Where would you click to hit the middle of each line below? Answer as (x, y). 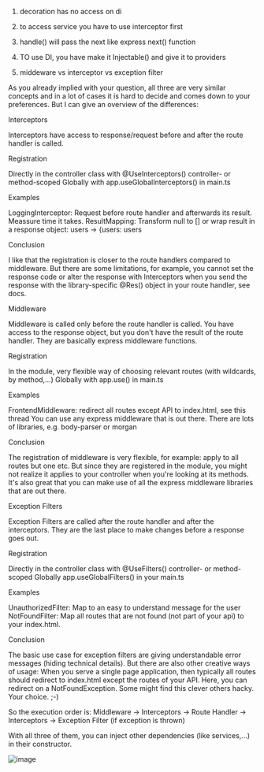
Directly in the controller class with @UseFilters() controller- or (110, 569)
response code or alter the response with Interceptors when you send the (128, 277)
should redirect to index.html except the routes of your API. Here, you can (128, 680)
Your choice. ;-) (33, 697)
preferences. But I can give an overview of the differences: (104, 104)
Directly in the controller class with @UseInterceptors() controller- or (119, 174)
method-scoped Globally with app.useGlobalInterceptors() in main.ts (119, 182)
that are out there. (37, 491)
